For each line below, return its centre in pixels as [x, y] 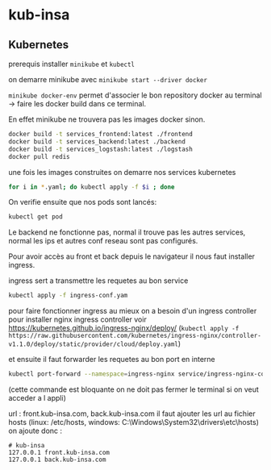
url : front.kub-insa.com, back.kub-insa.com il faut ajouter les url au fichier [132, 414]
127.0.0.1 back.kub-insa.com [57, 460]
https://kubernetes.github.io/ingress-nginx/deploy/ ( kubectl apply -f [124, 328]
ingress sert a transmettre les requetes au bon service [98, 281]
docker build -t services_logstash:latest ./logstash [101, 149]
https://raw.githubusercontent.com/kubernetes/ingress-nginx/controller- [135, 336]
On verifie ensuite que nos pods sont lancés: [83, 202]
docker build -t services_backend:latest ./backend [97, 141]
